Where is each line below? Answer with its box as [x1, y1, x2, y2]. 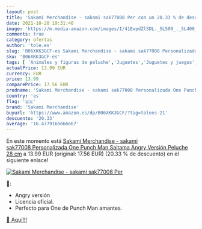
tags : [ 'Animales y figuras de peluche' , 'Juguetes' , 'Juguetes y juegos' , [6, 59, 198, 65]
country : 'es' [6, 93, 42, 99]
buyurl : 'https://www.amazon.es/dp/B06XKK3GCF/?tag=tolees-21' [6, 110, 168, 116]
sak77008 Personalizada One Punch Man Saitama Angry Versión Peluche [6, 144, 188, 151]
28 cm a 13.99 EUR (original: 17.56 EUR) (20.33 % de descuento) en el [6, 150, 179, 157]
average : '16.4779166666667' [6, 121, 79, 127]
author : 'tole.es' [6, 43, 52, 49]
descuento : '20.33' [6, 115, 55, 121]
